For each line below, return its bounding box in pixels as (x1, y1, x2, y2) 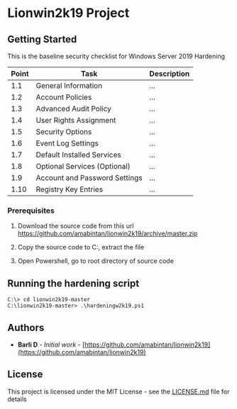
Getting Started (7, 33, 77, 45)
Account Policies (35, 92, 92, 102)
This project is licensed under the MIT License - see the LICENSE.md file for (7, 387, 230, 396)
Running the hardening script (7, 277, 140, 289)
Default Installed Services (35, 150, 122, 159)
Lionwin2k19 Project (7, 5, 130, 21)
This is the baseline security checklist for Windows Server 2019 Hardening (7, 52, 226, 60)
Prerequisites (7, 206, 55, 215)
